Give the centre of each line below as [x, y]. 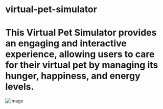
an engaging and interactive [66, 44]
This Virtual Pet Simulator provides [81, 33]
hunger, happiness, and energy [73, 76]
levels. [20, 87]
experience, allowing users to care [80, 54]
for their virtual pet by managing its [82, 65]
